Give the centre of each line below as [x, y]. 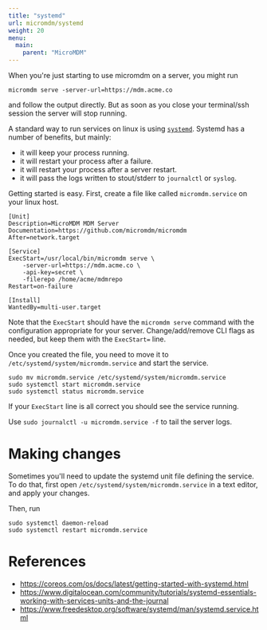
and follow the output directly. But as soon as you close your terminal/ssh [129, 105]
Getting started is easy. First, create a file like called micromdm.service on [128, 193]
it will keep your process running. [75, 153]
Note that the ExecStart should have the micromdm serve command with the [132, 322]
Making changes [65, 454]
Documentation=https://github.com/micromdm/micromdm [98, 230]
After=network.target [44, 238]
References [47, 562]
